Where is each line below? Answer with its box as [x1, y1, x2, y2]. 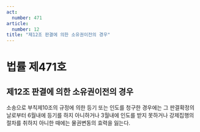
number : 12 [12, 26, 40, 33]
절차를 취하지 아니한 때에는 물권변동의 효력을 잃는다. [6, 119, 130, 126]
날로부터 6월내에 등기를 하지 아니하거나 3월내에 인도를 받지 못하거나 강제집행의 [6, 112, 194, 119]
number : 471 [12, 15, 43, 21]
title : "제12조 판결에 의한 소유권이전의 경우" [6, 32, 111, 38]
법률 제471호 [6, 60, 67, 74]
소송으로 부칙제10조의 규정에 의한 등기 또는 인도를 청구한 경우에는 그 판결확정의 [6, 104, 194, 111]
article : [6, 20, 29, 26]
